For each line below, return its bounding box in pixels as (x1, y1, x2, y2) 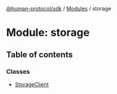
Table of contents (6, 49, 73, 59)
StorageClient (14, 80, 49, 88)
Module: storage (6, 26, 90, 39)
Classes (6, 67, 30, 76)
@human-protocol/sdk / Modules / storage (6, 5, 112, 12)
